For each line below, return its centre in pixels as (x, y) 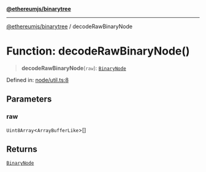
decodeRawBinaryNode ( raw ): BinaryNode (74, 68)
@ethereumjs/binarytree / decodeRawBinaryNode (70, 26)
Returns (22, 149)
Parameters (29, 99)
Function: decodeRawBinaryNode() (98, 51)
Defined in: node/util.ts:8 (38, 80)
